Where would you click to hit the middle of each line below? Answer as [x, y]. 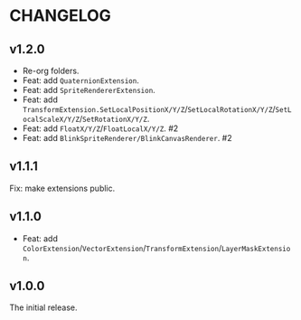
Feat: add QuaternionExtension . [81, 80]
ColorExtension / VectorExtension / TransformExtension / [122, 248]
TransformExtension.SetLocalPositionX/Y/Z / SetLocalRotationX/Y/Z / [149, 109]
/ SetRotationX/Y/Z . [115, 119]
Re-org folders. [51, 71]
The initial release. [43, 307]
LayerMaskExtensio [256, 249]
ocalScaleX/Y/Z [51, 119]
